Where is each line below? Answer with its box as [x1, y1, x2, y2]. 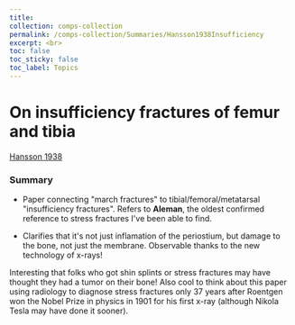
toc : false [9, 47, 51, 56]
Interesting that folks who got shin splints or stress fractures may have [9, 267, 272, 278]
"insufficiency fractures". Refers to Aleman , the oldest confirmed [22, 203, 264, 214]
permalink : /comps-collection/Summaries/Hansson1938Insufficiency [9, 30, 264, 39]
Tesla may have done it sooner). [9, 305, 129, 316]
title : [9, 13, 34, 23]
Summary [9, 173, 54, 185]
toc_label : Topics [9, 64, 78, 73]
